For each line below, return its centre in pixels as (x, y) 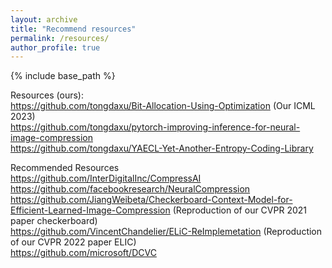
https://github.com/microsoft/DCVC (83, 253)
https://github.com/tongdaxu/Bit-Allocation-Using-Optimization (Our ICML (163, 106)
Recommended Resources (65, 168)
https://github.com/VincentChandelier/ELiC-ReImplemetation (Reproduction (166, 232)
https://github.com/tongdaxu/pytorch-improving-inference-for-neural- (155, 127)
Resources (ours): (47, 95)
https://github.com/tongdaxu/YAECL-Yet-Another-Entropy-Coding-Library (162, 148)
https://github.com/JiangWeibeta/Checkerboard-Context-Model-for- (151, 200)
